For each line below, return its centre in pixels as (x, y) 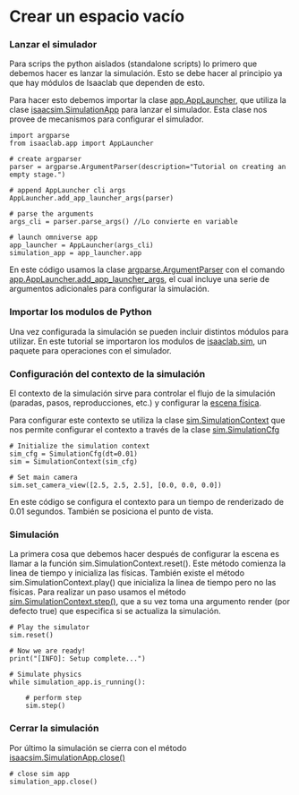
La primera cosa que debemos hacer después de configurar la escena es (145, 554)
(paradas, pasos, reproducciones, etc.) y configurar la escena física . (136, 403)
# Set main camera (43, 478)
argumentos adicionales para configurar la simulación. (110, 289)
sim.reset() (31, 636)
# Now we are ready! (48, 651)
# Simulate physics (46, 675)
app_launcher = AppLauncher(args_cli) (81, 245)
